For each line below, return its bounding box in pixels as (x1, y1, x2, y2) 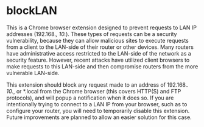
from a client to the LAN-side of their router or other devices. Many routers (6, 43, 194, 51)
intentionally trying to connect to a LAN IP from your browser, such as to (6, 100, 188, 107)
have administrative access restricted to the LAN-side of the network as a (6, 49, 192, 57)
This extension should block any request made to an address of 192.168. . (6, 81, 189, 89)
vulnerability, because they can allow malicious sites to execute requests (6, 37, 189, 44)
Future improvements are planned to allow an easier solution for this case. (6, 114, 192, 121)
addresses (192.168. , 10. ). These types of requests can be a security (6, 30, 177, 37)
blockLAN (6, 4, 58, 18)
